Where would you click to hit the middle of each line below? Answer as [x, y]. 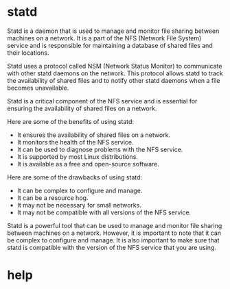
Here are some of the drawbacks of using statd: [75, 177]
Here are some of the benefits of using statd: [71, 121]
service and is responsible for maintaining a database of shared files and [110, 45]
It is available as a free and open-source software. [88, 164]
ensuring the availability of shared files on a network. [82, 108]
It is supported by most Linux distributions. [78, 156]
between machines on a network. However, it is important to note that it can [114, 233]
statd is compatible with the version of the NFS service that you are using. [112, 247]
